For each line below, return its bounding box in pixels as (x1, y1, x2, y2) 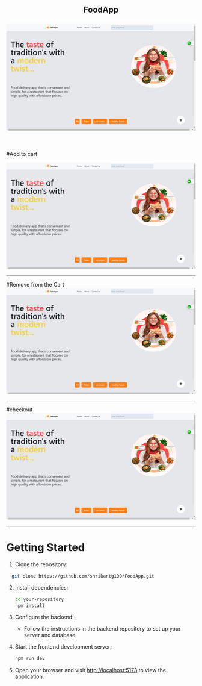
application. (14, 673, 44, 680)
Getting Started (6, 541, 85, 554)
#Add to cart (6, 151, 38, 158)
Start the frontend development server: (14, 643, 112, 650)
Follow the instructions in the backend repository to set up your (23, 625, 181, 632)
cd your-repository (14, 596, 64, 602)
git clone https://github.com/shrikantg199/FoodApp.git (11, 573, 155, 579)
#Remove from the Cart (6, 281, 64, 288)
